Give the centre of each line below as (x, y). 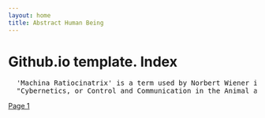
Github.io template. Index (93, 62)
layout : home (30, 15)
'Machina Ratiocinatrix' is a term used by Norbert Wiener (133, 83)
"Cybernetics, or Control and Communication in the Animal (133, 91)
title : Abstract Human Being (56, 23)
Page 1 (19, 106)
